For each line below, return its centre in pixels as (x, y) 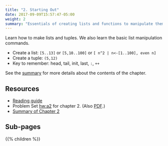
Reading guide (27, 101)
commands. (17, 43)
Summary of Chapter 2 (36, 111)
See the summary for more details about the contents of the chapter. (76, 73)
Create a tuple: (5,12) (35, 58)
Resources (22, 88)
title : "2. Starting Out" (32, 10)
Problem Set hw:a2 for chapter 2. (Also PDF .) (59, 106)
